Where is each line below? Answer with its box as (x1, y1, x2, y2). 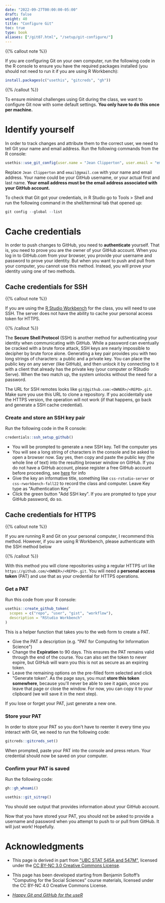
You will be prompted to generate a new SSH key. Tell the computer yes (12, 444, 158, 450)
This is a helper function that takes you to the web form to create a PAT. (5, 629, 150, 635)
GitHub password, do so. (12, 496, 63, 502)
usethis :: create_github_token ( (5, 606, 69, 611)
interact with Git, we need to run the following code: (5, 729, 110, 735)
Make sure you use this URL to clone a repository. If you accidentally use (5, 391, 153, 397)
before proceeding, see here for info (12, 470, 86, 476)
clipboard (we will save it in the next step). (12, 691, 98, 696)
